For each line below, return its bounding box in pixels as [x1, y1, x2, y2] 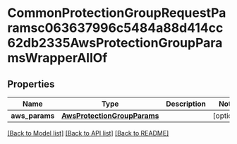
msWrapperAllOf [7, 50, 108, 66]
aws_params [11, 111, 55, 121]
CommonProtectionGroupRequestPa [7, 5, 226, 21]
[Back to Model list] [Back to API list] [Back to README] [7, 129, 169, 137]
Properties [7, 78, 55, 90]
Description [165, 99, 207, 109]
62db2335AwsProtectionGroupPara [7, 35, 223, 51]
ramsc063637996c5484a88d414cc [7, 20, 224, 36]
